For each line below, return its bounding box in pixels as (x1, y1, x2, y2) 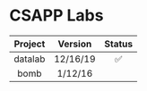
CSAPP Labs (9, 5, 104, 26)
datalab (13, 53, 46, 65)
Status (104, 37, 133, 50)
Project (13, 37, 46, 50)
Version (57, 37, 92, 50)
